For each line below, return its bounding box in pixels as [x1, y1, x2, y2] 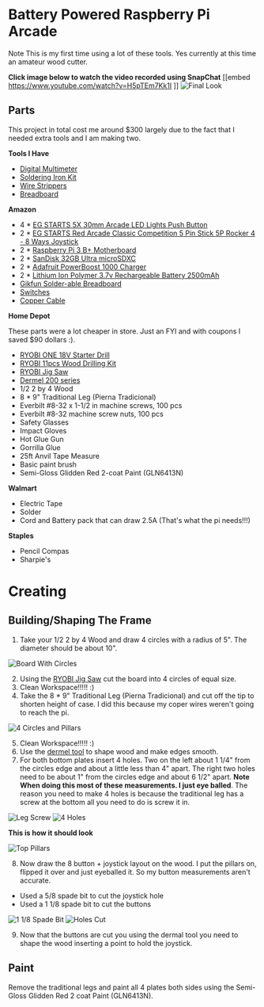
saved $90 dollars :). [8, 334, 76, 344]
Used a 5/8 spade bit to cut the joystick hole [19, 891, 164, 900]
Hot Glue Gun [19, 434, 65, 444]
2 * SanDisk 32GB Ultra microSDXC [19, 254, 137, 263]
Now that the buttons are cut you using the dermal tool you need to [19, 929, 239, 940]
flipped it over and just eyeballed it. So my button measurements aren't [19, 867, 251, 876]
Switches [19, 287, 50, 296]
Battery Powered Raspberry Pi [8, 6, 211, 24]
